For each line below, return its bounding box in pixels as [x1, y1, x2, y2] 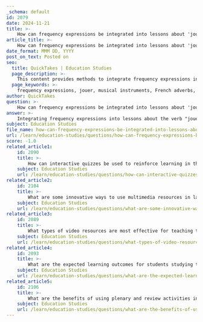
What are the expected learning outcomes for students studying [28, 262, 193, 268]
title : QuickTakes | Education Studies [11, 65, 112, 71]
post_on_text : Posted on [6, 54, 69, 60]
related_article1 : [6, 143, 53, 150]
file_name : [6, 127, 34, 133]
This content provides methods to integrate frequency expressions [17, 76, 190, 82]
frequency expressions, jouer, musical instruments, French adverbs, [17, 88, 196, 94]
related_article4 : [6, 245, 53, 251]
